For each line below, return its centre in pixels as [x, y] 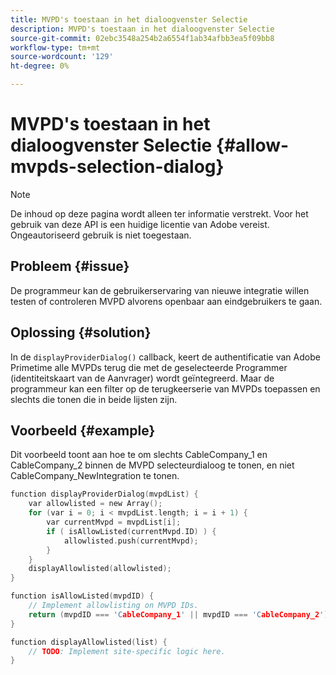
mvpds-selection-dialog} [117, 167]
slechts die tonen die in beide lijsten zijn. [94, 399]
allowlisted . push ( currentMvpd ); [131, 541]
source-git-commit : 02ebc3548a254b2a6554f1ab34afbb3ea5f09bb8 [142, 38]
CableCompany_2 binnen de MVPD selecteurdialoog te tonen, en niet [152, 465]
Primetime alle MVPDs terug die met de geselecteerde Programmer [149, 367]
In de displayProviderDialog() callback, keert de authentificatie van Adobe [165, 357]
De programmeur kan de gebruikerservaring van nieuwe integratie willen [160, 290]
